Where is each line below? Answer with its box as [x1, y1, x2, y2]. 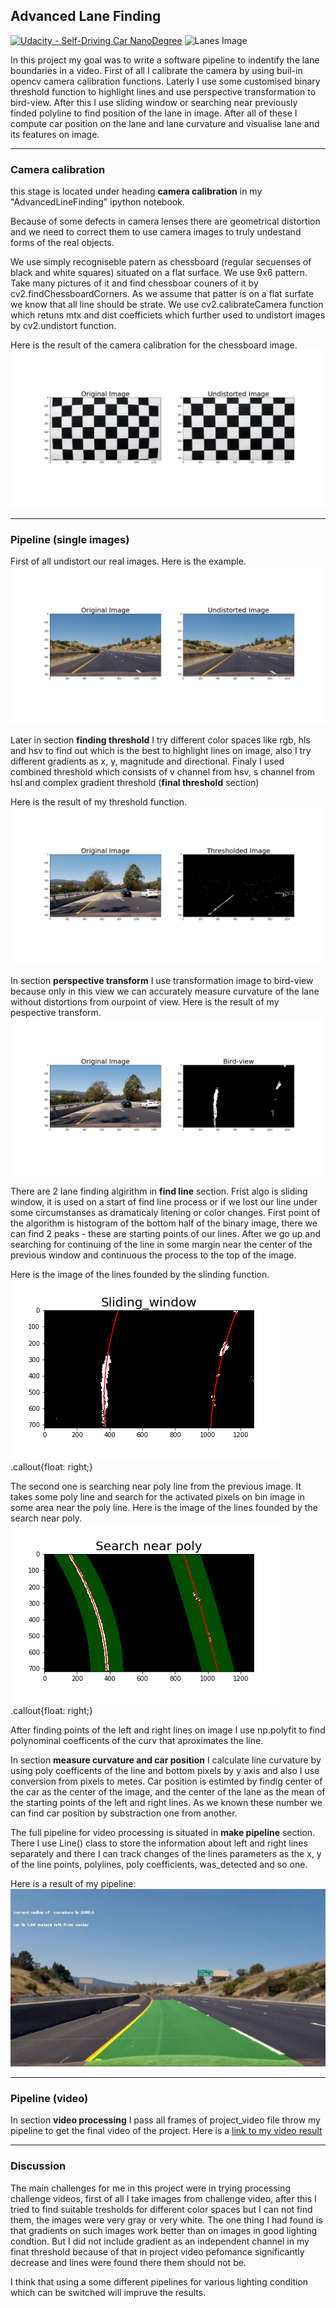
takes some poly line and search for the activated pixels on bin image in [10, 1491, 306, 1503]
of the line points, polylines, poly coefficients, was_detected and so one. [10, 1859, 308, 1871]
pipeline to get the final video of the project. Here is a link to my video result [10, 2125, 323, 2137]
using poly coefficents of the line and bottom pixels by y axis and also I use [10, 1765, 320, 1777]
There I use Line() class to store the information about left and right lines [10, 1837, 308, 1849]
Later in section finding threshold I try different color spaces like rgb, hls [10, 734, 311, 746]
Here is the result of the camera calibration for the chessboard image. [10, 339, 298, 351]
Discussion [10, 2159, 67, 2173]
